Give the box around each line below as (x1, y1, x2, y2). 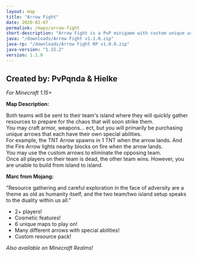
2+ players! (14, 208, 42, 215)
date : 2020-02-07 (6, 19, 49, 25)
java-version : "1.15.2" (6, 47, 64, 53)
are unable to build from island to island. (6, 162, 103, 169)
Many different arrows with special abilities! (14, 227, 120, 234)
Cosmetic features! (14, 214, 61, 221)
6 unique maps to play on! (14, 221, 78, 228)
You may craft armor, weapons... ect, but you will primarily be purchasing (6, 124, 183, 132)
